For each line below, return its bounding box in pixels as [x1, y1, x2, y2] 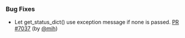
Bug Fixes [5, 5, 36, 13]
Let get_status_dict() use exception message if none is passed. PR [14, 19, 179, 26]
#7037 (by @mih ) [14, 25, 58, 32]
